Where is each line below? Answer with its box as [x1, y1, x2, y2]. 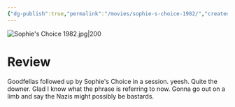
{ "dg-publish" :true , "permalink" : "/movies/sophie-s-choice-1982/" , [7, 10, 205, 17]
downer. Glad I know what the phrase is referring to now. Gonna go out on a [7, 85, 226, 93]
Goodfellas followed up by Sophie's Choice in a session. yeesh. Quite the [7, 77, 218, 85]
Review [7, 54, 51, 70]
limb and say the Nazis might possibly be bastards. [7, 92, 155, 100]
